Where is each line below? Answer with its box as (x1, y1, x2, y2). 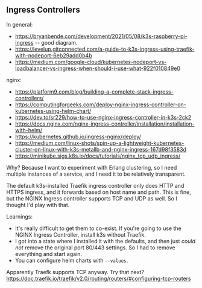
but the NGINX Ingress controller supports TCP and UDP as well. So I (6, 194, 178, 202)
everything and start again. (14, 250, 83, 257)
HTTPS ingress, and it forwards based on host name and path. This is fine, (6, 188, 192, 196)
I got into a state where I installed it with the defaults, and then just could (14, 237, 196, 245)
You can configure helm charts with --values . (14, 257, 128, 264)
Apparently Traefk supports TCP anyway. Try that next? (6, 268, 145, 275)
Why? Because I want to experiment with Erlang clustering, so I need (6, 164, 177, 171)
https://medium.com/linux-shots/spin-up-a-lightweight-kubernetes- (14, 139, 185, 147)
